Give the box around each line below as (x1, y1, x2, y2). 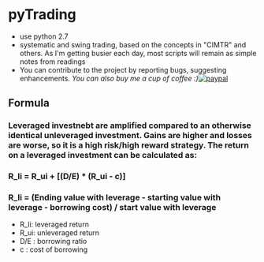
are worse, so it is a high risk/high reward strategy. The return (8, 140, 250, 151)
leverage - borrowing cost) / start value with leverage (8, 202, 217, 213)
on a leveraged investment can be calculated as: (8, 150, 197, 161)
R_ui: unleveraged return (19, 228, 100, 238)
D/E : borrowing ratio (19, 237, 87, 246)
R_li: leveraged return (19, 219, 89, 230)
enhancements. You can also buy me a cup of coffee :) (19, 73, 199, 83)
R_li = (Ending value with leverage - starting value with (8, 192, 221, 203)
